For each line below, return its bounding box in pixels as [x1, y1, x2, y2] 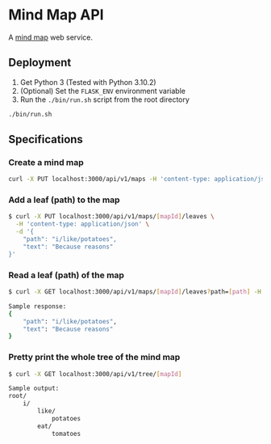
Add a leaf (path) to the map [8, 194, 120, 205]
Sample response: [8, 302, 67, 311]
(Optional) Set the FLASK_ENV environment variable [19, 86, 186, 95]
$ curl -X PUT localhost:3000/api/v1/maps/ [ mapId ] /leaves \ [8, 213, 215, 221]
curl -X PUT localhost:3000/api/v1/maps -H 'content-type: [8, 175, 211, 184]
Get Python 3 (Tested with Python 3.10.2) [19, 77, 156, 87]
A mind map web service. [8, 32, 94, 42]
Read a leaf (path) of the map [8, 269, 125, 281]
